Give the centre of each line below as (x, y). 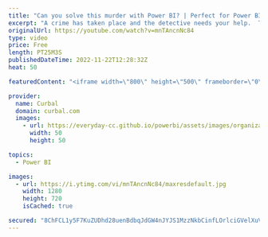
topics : (21, 155)
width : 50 (45, 133)
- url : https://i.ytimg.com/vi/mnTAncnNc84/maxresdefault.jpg (121, 184)
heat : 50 (23, 68)
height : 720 (42, 199)
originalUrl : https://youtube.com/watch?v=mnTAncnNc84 (101, 30)
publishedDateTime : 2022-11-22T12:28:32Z (78, 60)
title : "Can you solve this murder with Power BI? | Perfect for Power (130, 16)
